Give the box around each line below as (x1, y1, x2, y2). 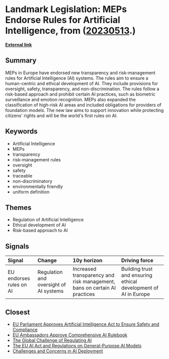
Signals (5, 242, 29, 251)
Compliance (12, 327, 38, 332)
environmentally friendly (12, 183, 63, 190)
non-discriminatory (12, 178, 53, 184)
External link (5, 41, 32, 47)
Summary (5, 56, 37, 65)
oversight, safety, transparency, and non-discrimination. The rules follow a (5, 86, 159, 92)
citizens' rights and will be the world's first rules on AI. (5, 112, 118, 118)
